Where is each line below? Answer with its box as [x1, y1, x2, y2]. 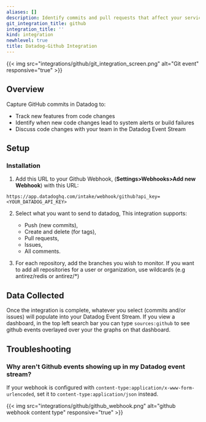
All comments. [24, 247, 61, 255]
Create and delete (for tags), [24, 228, 97, 236]
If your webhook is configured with [6, 383, 95, 391]
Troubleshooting [6, 344, 72, 354]
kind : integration [6, 32, 53, 38]
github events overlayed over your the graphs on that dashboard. [6, 326, 170, 334]
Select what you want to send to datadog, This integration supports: [15, 209, 187, 217]
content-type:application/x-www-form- [96, 385, 195, 391]
